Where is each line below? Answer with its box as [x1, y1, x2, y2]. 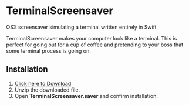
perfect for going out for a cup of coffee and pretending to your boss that [6, 41, 184, 48]
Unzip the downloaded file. [14, 86, 80, 93]
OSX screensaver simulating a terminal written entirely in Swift [6, 23, 157, 31]
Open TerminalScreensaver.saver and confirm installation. [14, 92, 158, 99]
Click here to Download [14, 80, 72, 87]
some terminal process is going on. [6, 47, 91, 54]
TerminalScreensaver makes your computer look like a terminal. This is [6, 35, 177, 42]
